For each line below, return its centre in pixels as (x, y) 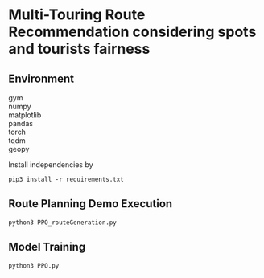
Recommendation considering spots (132, 32)
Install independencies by (51, 165)
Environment (41, 78)
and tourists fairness (79, 49)
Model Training (47, 247)
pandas (21, 123)
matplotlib (25, 115)
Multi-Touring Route (77, 15)
